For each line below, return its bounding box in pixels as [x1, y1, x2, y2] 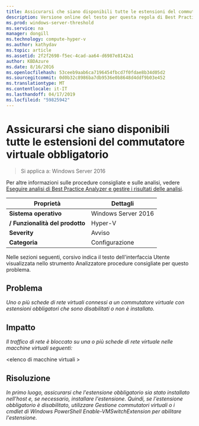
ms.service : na [6, 25, 44, 31]
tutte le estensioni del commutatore [6, 135, 185, 148]
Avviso [91, 228, 110, 237]
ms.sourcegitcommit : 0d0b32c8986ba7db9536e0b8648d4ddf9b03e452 [6, 75, 166, 81]
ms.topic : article [6, 47, 52, 53]
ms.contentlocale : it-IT [6, 86, 68, 92]
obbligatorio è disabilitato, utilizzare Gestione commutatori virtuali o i [6, 402, 175, 408]
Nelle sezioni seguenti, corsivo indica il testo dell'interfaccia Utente [6, 253, 170, 260]
